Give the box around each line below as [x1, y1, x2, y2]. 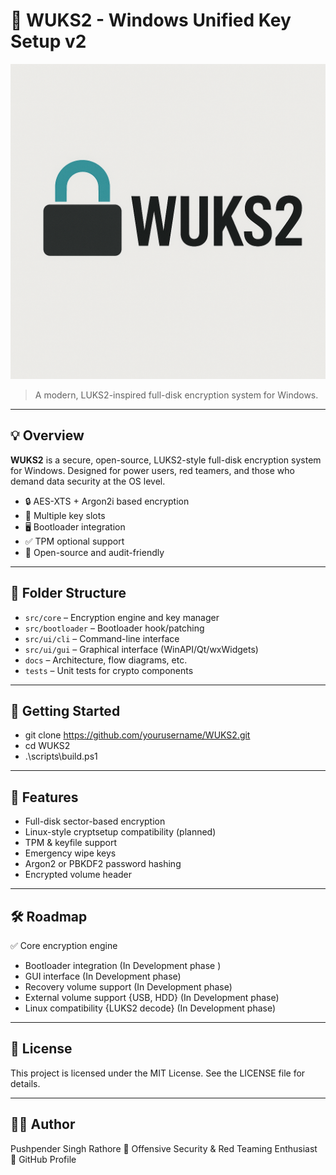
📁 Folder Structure [10, 585, 127, 602]
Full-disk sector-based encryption [24, 815, 166, 828]
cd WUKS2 [24, 740, 71, 752]
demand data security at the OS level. [10, 475, 166, 487]
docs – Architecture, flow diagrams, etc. [24, 654, 188, 666]
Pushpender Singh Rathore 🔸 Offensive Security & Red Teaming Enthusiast [10, 1142, 318, 1154]
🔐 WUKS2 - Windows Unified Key [10, 9, 292, 32]
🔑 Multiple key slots [24, 509, 106, 521]
